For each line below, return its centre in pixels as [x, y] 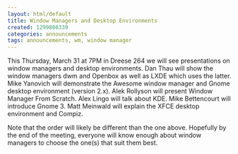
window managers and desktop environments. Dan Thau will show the [110, 68]
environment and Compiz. [45, 114]
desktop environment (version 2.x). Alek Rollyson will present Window [110, 91]
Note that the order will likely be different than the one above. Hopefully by [117, 128]
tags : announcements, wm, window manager [70, 41]
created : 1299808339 [38, 27]
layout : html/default [40, 14]
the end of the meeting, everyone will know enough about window [104, 135]
